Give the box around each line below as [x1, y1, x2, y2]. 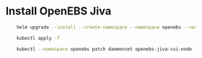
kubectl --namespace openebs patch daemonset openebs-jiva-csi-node [16, 46, 192, 52]
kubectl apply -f [16, 35, 60, 41]
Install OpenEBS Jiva [5, 4, 112, 18]
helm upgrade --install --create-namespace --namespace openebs [16, 24, 181, 30]
